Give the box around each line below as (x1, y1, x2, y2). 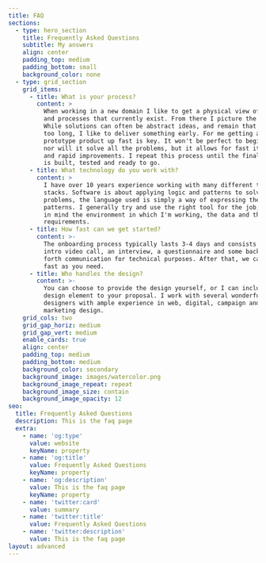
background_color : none (22, 71, 101, 79)
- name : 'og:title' (22, 454, 87, 462)
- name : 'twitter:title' (22, 513, 104, 521)
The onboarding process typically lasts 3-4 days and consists (43, 240, 257, 248)
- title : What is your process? (28, 93, 136, 101)
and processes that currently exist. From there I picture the (43, 115, 257, 123)
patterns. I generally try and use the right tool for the (43, 203, 243, 211)
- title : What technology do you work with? (28, 167, 179, 174)
